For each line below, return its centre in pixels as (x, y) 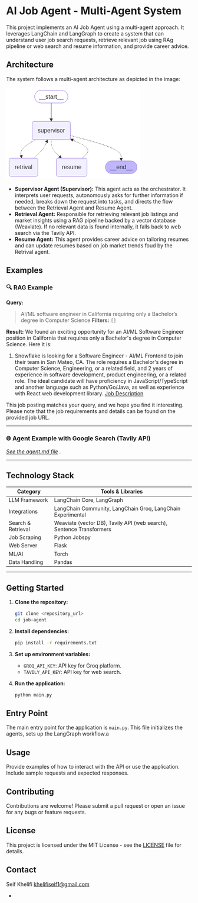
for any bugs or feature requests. (46, 812)
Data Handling (26, 562)
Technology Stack (40, 475)
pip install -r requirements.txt (56, 643)
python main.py (33, 695)
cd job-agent (31, 620)
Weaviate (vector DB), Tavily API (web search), (111, 523)
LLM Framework (28, 500)
